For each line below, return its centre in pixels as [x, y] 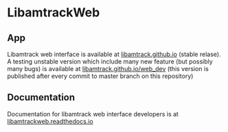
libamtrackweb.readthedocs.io [50, 121]
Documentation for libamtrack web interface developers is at [93, 114]
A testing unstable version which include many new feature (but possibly [110, 62]
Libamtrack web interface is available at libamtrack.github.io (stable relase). [114, 54]
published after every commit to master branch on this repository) [100, 76]
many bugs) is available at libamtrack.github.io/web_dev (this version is [108, 69]
